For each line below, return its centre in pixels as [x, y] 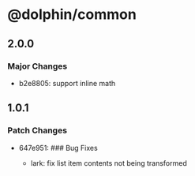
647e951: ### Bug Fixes [58, 148]
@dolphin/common [72, 15]
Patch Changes [37, 130]
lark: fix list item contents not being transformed [109, 163]
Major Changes [37, 66]
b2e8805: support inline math [67, 83]
